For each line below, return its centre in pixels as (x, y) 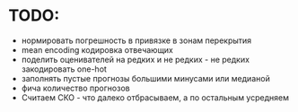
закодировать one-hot (64, 69)
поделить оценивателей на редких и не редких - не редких (136, 59)
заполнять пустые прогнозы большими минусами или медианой (145, 78)
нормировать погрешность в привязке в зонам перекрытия (136, 40)
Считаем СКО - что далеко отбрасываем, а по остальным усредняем (155, 97)
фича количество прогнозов (76, 88)
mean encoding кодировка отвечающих (97, 49)
